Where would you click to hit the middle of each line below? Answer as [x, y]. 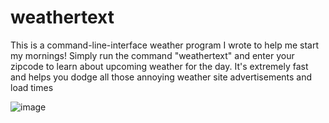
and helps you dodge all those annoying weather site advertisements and [161, 77]
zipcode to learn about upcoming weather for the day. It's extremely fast [159, 66]
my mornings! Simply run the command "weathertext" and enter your [152, 55]
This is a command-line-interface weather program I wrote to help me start [165, 45]
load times [32, 87]
